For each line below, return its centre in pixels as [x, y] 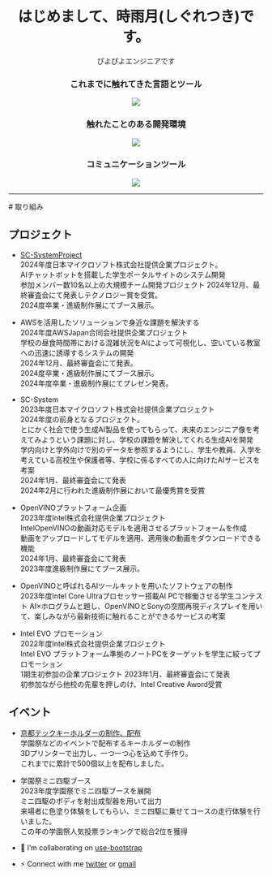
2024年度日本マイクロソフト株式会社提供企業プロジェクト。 [121, 264]
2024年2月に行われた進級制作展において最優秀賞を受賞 [112, 490]
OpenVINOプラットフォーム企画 [73, 508]
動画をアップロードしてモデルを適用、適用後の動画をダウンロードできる [140, 538]
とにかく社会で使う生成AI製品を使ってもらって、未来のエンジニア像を [136, 429]
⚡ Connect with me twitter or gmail [78, 864]
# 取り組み [26, 206]
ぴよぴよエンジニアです [136, 61]
